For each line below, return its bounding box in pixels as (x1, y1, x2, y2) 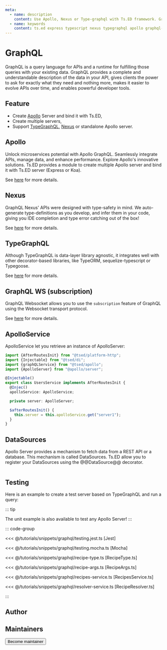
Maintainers (5, 625, 44, 633)
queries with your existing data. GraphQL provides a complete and (5, 69, 141, 75)
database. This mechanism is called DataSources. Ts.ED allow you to (5, 454, 146, 460)
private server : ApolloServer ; (9, 398, 75, 403)
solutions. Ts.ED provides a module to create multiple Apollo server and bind (5, 162, 162, 168)
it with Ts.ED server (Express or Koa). (5, 167, 82, 173)
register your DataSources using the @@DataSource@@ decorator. (5, 459, 144, 465)
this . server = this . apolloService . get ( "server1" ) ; (14, 412, 121, 417)
